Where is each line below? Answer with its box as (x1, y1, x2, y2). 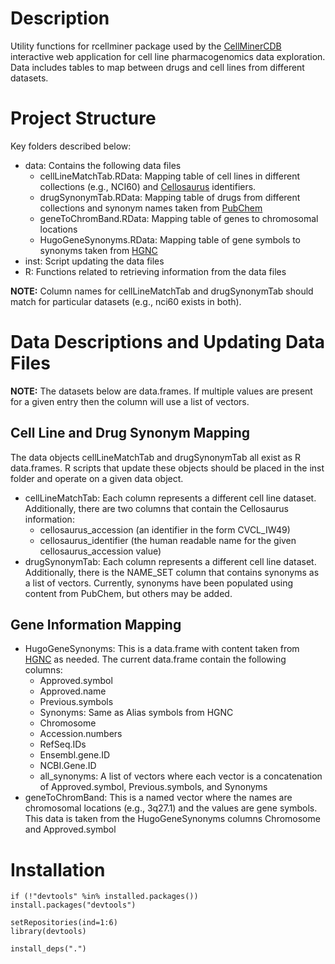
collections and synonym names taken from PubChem (39, 202, 263, 214)
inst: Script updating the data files (24, 255, 165, 267)
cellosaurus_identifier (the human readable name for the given (39, 534, 297, 546)
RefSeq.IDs (39, 738, 87, 751)
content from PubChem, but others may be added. (24, 587, 233, 599)
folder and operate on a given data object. (10, 472, 184, 484)
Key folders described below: (10, 140, 132, 152)
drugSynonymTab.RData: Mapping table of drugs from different (39, 191, 301, 203)
